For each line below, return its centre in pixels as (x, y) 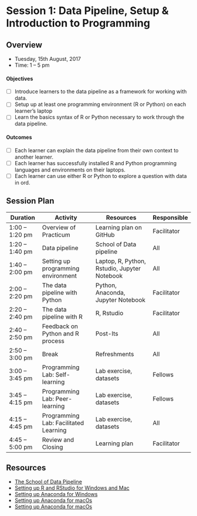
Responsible (170, 217)
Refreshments (115, 354)
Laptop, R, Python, (121, 261)
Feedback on (60, 326)
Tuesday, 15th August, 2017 (47, 59)
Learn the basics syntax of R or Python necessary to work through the (99, 117)
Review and (58, 439)
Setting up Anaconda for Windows (56, 494)
